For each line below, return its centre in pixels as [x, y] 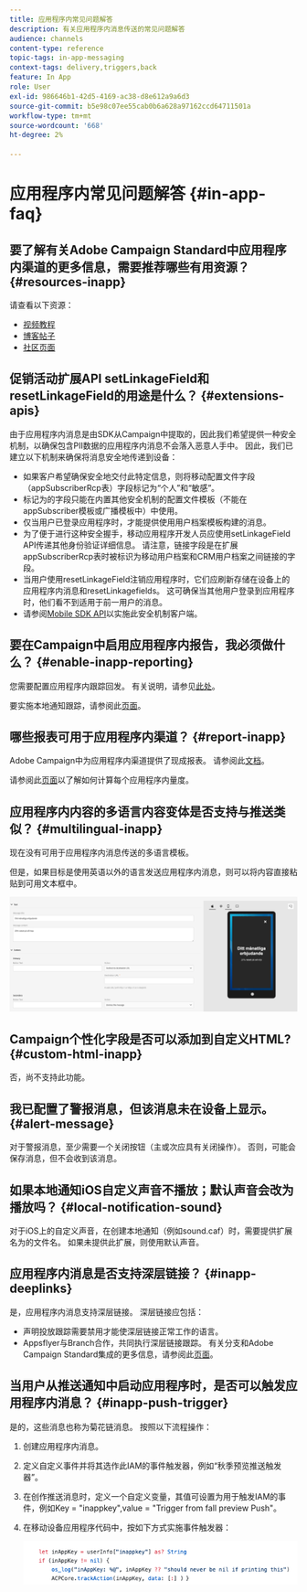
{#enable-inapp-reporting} [115, 662]
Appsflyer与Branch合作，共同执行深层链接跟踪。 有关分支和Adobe [148, 1342]
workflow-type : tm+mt [51, 116]
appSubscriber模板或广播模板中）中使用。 [102, 510]
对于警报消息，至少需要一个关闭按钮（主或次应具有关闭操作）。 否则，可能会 [153, 1147]
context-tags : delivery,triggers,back [83, 68]
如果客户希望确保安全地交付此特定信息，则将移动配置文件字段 [139, 476]
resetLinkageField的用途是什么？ [104, 396]
